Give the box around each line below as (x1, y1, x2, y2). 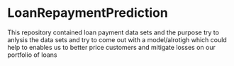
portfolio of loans (7, 51, 57, 59)
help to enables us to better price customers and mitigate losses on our (7, 43, 216, 51)
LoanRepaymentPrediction (7, 5, 168, 21)
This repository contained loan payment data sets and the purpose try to (7, 28, 220, 37)
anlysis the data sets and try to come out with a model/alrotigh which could (7, 35, 227, 44)
